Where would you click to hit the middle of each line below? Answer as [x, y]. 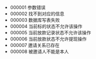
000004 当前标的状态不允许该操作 [46, 26]
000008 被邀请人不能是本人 [39, 51]
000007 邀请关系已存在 [35, 45]
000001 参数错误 [28, 7]
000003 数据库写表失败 [35, 20]
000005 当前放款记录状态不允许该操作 [51, 33]
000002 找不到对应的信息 [37, 14]
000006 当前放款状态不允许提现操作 [48, 39]
